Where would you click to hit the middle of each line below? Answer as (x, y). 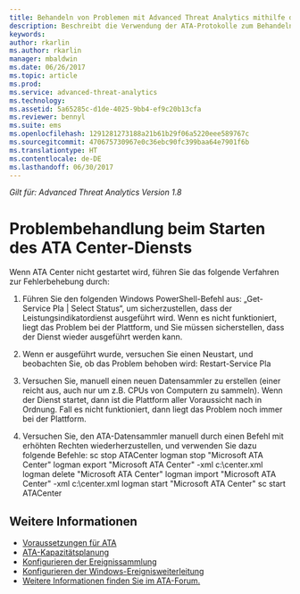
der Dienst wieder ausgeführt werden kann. (102, 337)
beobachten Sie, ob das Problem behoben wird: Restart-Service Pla (146, 364)
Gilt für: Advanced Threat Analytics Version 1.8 (96, 192)
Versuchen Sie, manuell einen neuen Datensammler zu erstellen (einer (151, 381)
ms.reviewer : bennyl (48, 117)
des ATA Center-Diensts (101, 247)
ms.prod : (25, 84)
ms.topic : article (43, 76)
